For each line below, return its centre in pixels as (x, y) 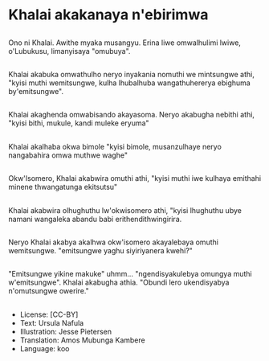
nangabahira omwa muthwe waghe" (68, 155)
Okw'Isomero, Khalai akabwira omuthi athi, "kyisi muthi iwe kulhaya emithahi (135, 178)
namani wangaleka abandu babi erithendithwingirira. (95, 219)
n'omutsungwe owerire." (49, 291)
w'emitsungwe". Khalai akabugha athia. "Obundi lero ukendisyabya (119, 282)
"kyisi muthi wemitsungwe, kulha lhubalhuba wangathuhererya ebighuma (129, 83)
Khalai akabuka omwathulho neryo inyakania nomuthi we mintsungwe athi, (131, 74)
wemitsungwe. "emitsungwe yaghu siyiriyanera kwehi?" (100, 250)
